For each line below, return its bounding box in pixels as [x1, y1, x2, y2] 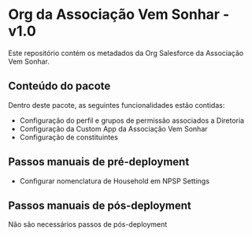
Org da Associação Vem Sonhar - [8, 6, 230, 24]
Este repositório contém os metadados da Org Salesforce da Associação [8, 48, 244, 57]
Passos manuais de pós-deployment [8, 198, 191, 212]
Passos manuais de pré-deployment [8, 155, 190, 168]
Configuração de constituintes [19, 132, 118, 142]
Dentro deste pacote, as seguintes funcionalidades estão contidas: [8, 100, 225, 109]
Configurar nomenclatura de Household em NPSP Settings [19, 176, 210, 186]
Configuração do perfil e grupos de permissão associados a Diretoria [19, 116, 245, 125]
